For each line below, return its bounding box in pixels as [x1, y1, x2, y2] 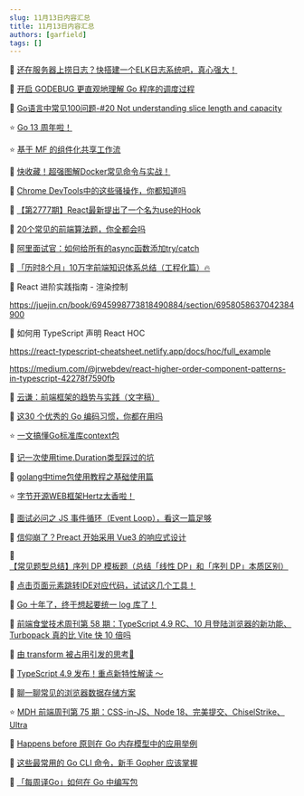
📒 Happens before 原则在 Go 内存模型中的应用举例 [9, 738, 198, 749]
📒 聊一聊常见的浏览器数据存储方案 [9, 687, 137, 698]
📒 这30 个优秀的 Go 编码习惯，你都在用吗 [9, 411, 164, 422]
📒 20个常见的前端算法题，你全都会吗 [9, 223, 147, 235]
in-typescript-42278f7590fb [9, 373, 116, 384]
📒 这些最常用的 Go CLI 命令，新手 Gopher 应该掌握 [9, 757, 198, 769]
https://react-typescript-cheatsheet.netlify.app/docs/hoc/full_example [9, 346, 271, 357]
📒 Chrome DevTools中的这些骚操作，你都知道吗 [9, 185, 187, 196]
